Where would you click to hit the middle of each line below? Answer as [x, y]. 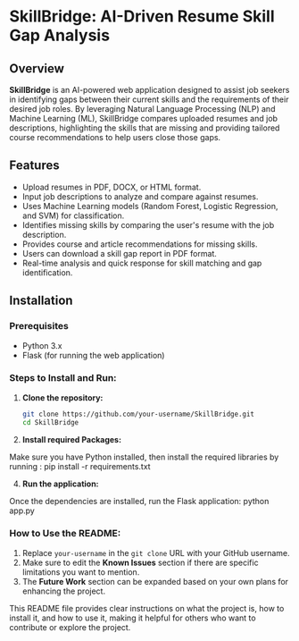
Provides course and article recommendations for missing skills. [140, 244]
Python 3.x [42, 345]
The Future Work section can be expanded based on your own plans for [155, 581]
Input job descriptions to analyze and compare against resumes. [140, 196]
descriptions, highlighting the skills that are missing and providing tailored [145, 128]
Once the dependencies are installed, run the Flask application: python [139, 501]
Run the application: [61, 484]
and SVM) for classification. [73, 215]
